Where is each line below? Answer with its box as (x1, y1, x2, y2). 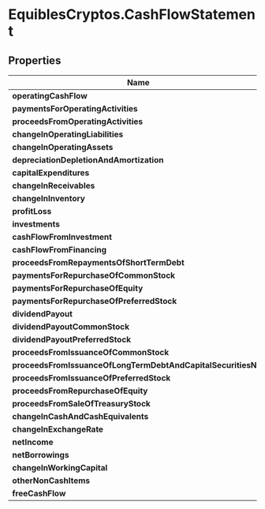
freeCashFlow (12, 488, 66, 499)
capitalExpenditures (12, 167, 90, 178)
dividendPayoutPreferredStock (12, 334, 132, 345)
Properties (8, 54, 62, 67)
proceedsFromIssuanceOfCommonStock (12, 347, 170, 357)
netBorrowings (12, 450, 69, 460)
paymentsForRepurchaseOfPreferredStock (12, 296, 177, 306)
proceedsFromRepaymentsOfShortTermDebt (12, 257, 185, 268)
